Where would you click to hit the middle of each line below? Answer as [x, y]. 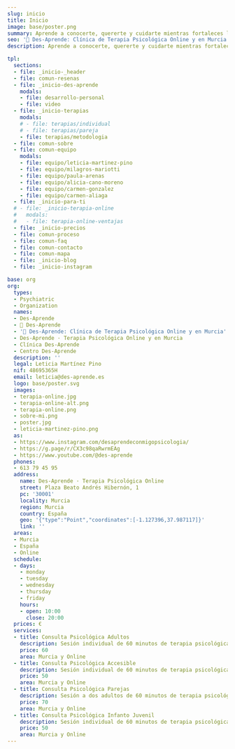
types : [23, 292]
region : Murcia [42, 507]
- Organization [36, 306]
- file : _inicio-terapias [51, 111]
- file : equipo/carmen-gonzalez [67, 189]
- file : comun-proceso [47, 234]
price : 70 [34, 702]
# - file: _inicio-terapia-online [64, 208]
